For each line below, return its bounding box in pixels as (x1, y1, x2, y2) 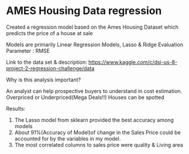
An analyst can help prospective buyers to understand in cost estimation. (6, 87, 183, 94)
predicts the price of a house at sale (6, 29, 93, 36)
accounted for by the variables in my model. (14, 135, 121, 142)
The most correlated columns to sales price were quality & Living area (14, 141, 183, 148)
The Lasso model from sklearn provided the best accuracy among (14, 116, 174, 124)
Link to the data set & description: (6, 59, 87, 66)
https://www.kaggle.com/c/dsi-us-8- (88, 59, 177, 66)
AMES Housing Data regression (6, 4, 162, 18)
